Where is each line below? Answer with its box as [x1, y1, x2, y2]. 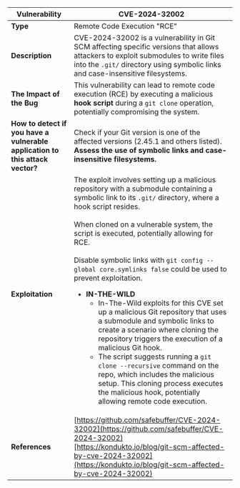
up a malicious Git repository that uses [98, 307, 227, 317]
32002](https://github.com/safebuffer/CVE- [74, 424, 224, 434]
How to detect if [11, 119, 67, 128]
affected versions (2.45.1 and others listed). [74, 136, 223, 146]
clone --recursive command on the [98, 361, 219, 370]
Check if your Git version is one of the [74, 128, 201, 137]
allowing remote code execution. [98, 397, 207, 406]
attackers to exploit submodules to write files [74, 51, 225, 60]
